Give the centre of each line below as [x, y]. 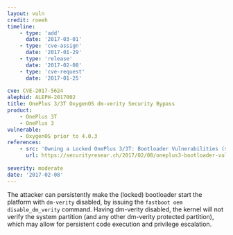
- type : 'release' [46, 59]
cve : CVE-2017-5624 [35, 91]
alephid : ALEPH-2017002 [42, 98]
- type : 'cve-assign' [51, 46]
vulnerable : [24, 130]
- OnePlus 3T [38, 116]
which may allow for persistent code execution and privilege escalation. [110, 224]
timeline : [21, 26]
